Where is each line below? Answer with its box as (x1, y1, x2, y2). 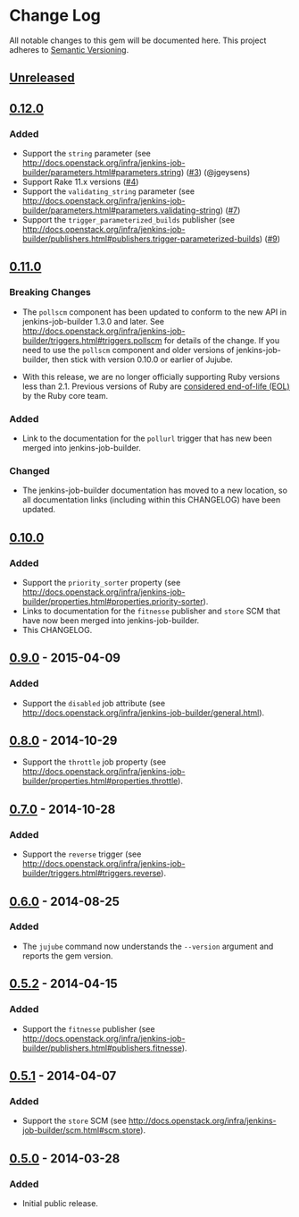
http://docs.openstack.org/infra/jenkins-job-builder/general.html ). (21, 707, 265, 718)
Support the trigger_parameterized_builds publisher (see (21, 215, 236, 225)
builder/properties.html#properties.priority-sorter (21, 596, 203, 606)
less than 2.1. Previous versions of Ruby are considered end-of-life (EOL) (21, 381, 290, 392)
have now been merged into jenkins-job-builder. (21, 614, 200, 626)
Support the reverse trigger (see (21, 849, 142, 859)
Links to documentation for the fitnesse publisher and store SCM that (21, 605, 281, 616)
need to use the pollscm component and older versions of (21, 344, 235, 355)
